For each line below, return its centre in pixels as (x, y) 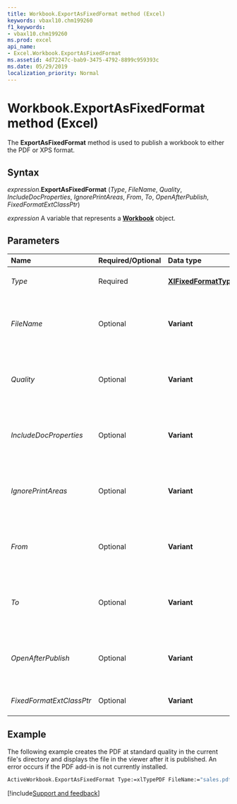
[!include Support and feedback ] (54, 793)
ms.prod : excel (30, 40)
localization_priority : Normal (53, 73)
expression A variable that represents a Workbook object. (92, 218)
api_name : (22, 47)
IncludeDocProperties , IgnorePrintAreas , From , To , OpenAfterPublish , (108, 197)
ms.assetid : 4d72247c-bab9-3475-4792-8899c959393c (83, 60)
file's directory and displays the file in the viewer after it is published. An (112, 759)
